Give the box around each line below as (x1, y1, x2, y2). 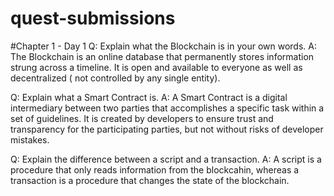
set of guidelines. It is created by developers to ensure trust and (10, 112, 274, 124)
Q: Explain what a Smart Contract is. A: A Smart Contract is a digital (10, 91, 288, 103)
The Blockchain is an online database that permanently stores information (10, 50, 315, 62)
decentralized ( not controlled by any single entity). (10, 72, 221, 84)
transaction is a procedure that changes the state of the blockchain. (10, 174, 290, 186)
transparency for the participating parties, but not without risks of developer (10, 123, 324, 135)
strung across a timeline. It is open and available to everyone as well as (10, 61, 303, 73)
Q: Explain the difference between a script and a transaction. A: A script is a (10, 153, 322, 165)
